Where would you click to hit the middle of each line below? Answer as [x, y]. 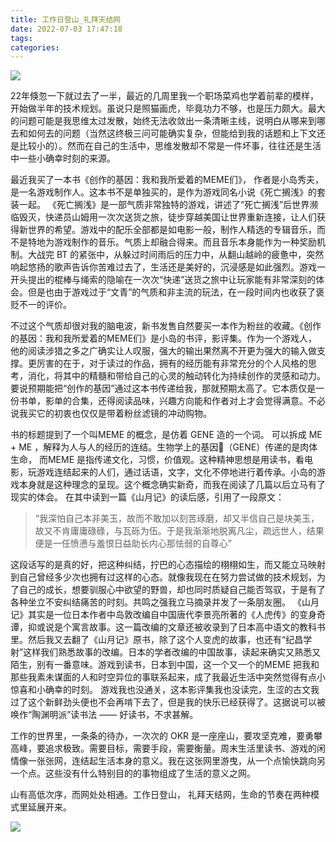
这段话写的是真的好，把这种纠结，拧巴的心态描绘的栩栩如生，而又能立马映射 [168, 565]
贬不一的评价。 [41, 305]
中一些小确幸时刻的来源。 [63, 158]
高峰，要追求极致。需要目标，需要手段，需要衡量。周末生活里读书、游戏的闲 [168, 748]
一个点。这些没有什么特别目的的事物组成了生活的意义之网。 [133, 773]
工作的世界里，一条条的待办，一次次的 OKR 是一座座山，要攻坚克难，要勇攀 [166, 736]
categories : [35, 47]
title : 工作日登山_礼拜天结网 [66, 19]
